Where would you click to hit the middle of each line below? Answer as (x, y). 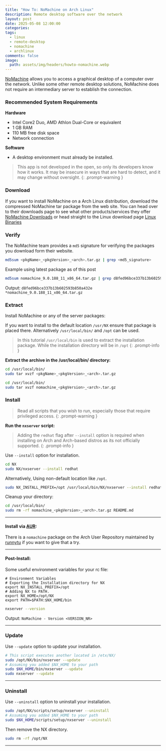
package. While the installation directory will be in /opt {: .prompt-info (88, 345)
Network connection (33, 138)
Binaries (14, 222)
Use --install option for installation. (42, 455)
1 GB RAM (22, 128)
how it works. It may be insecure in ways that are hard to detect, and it (89, 172)
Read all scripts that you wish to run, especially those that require (84, 411)
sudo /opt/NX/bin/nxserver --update (43, 660)
